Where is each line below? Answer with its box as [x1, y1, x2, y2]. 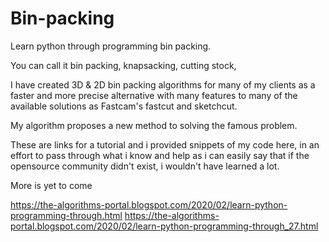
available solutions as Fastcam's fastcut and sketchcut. [10, 100, 238, 112]
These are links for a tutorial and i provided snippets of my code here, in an [10, 138, 320, 151]
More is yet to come [10, 179, 93, 191]
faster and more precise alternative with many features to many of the [10, 89, 298, 101]
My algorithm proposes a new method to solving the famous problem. [10, 119, 298, 131]
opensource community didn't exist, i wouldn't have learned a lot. [10, 160, 280, 172]
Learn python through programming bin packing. [10, 40, 212, 52]
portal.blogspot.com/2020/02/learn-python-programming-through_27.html [10, 220, 319, 232]
